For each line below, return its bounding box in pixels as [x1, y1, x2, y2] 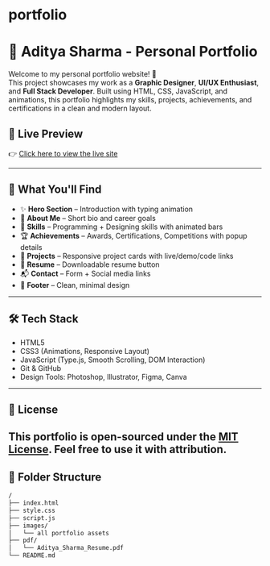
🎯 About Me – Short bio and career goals [19, 213, 157, 223]
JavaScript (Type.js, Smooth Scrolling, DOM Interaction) [19, 355, 206, 364]
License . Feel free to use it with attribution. [8, 443, 227, 456]
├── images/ [8, 522, 48, 530]
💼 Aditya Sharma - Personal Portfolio [8, 43, 258, 61]
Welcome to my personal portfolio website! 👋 [8, 69, 157, 79]
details [19, 242, 43, 252]
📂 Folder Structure [8, 470, 102, 484]
